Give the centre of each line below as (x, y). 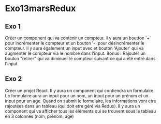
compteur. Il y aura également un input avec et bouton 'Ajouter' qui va (74, 48)
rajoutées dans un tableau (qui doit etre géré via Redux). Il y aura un (73, 106)
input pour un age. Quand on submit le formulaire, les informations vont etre (80, 101)
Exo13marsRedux (41, 8)
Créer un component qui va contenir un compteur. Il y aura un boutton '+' (78, 38)
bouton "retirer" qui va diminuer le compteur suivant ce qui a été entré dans (80, 58)
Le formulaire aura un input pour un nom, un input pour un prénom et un (77, 95)
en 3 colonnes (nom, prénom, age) (39, 116)
